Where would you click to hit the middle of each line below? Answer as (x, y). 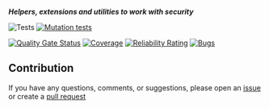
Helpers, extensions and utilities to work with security (101, 12)
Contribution (41, 68)
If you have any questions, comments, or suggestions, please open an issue (134, 87)
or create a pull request (47, 96)
